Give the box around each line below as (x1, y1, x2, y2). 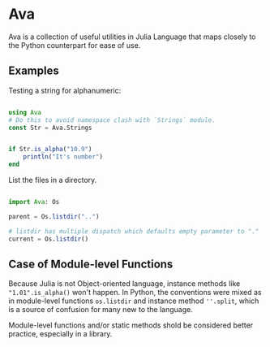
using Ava (8, 108, 42, 116)
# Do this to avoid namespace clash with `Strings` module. (8, 115, 216, 124)
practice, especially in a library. (8, 329, 113, 339)
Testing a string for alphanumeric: (8, 85, 122, 95)
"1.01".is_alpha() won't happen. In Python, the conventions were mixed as (8, 288, 262, 297)
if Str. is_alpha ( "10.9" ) (8, 145, 92, 154)
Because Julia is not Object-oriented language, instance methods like (8, 279, 241, 288)
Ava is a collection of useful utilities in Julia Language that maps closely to (8, 32, 256, 41)
